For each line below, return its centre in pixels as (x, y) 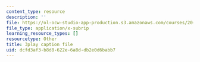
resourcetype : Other (32, 39)
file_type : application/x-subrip (48, 28)
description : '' (26, 17)
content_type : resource (36, 12)
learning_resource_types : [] (42, 34)
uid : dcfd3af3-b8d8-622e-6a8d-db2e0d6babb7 (61, 50)
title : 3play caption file (40, 45)
